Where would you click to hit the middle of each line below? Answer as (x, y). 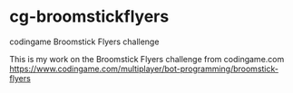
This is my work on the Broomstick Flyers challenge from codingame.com (147, 59)
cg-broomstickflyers (89, 17)
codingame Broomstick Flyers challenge (84, 42)
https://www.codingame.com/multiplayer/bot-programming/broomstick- (144, 69)
